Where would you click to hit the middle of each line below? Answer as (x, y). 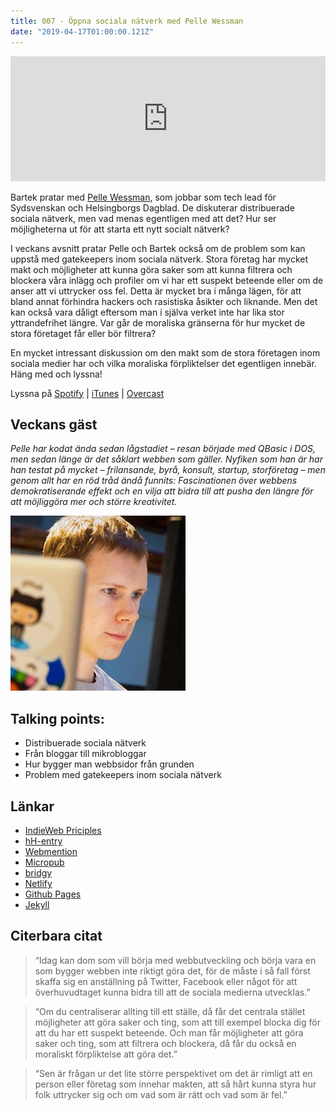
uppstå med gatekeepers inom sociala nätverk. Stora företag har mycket (159, 259)
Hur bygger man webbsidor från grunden (109, 764)
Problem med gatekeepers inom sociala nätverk (123, 775)
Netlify (38, 883)
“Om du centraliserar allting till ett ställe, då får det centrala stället (170, 1011)
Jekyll (37, 904)
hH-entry (43, 841)
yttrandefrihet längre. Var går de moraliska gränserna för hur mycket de (158, 322)
